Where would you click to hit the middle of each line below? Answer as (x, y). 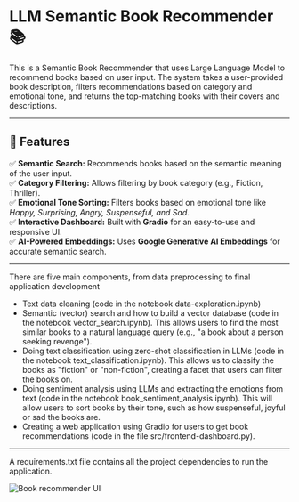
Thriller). (25, 192)
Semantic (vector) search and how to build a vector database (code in (150, 312)
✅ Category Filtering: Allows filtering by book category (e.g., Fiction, (136, 182)
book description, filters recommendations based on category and (131, 86)
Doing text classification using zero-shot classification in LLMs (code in (153, 351)
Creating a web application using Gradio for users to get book (135, 426)
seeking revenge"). (57, 341)
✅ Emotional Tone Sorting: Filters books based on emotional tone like (138, 202)
